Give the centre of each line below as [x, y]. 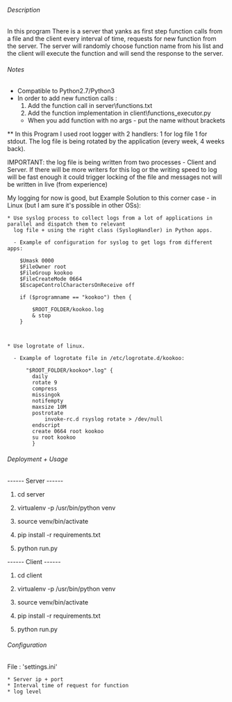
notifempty [48, 401]
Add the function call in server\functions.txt [90, 106]
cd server [31, 494]
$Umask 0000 [37, 261]
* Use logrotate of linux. [46, 346]
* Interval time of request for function [68, 685]
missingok [46, 395]
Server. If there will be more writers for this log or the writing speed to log [112, 170]
